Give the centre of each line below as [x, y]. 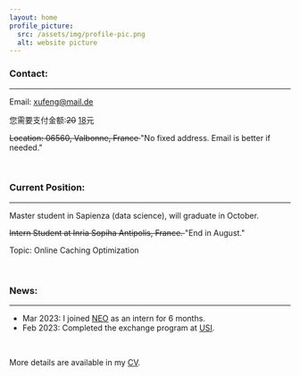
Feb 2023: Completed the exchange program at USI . [118, 328]
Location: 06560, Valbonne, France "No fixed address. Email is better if [140, 138]
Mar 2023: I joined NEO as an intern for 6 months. [113, 319]
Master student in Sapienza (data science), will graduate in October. [134, 215]
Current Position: [47, 188]
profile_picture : [42, 26]
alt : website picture [58, 42]
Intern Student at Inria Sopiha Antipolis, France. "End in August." [127, 232]
